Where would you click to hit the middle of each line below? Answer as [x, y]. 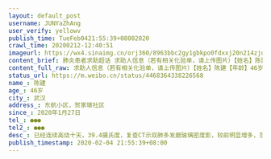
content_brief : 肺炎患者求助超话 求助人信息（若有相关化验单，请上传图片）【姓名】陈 [135, 61]
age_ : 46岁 [26, 90]
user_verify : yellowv [45, 31]
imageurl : [25, 53]
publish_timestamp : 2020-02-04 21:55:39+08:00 [88, 143]
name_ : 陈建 [27, 83]
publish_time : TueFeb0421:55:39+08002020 [79, 38]
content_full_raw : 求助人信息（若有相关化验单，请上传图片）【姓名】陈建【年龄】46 [133, 68]
